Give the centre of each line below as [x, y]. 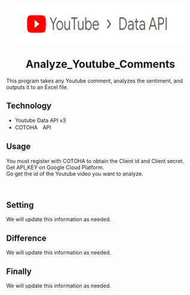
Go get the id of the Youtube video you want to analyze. [75, 173]
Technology [29, 106]
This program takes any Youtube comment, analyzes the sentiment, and [95, 81]
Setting [20, 205]
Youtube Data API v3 [40, 120]
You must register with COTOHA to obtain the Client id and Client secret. [95, 161]
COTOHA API [33, 127]
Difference [26, 238]
